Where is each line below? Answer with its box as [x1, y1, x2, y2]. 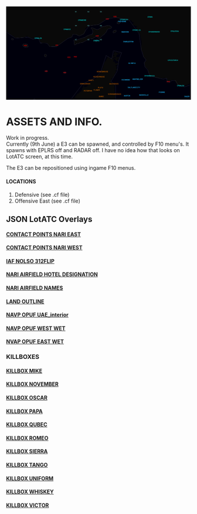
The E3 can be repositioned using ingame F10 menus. [6, 164, 136, 172]
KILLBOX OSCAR [6, 394, 48, 401]
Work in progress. [6, 135, 49, 142]
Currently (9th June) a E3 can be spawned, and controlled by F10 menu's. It [6, 140, 189, 147]
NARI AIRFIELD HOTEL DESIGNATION [6, 271, 98, 278]
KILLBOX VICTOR [6, 502, 49, 509]
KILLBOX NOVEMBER [6, 381, 59, 388]
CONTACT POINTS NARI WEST [6, 244, 83, 251]
